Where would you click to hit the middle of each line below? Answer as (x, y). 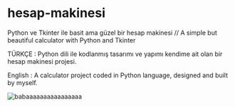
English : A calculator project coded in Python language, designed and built (118, 75)
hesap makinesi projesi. (42, 61)
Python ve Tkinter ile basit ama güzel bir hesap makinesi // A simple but (112, 33)
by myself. (22, 82)
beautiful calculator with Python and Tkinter (72, 40)
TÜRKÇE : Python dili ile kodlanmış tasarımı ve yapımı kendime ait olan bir (115, 54)
